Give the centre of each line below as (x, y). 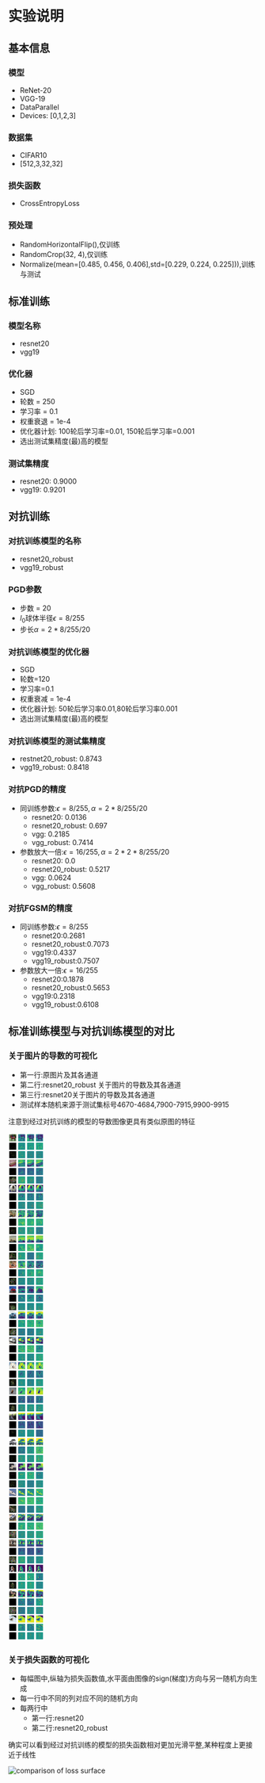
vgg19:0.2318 (53, 997)
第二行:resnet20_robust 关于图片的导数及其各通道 (100, 1085)
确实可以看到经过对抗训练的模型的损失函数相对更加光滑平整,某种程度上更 (127, 1745)
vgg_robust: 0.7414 (62, 842)
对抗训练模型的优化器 (49, 652)
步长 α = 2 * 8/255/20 (55, 629)
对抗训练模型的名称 (45, 541)
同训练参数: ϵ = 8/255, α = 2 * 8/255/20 (83, 808)
